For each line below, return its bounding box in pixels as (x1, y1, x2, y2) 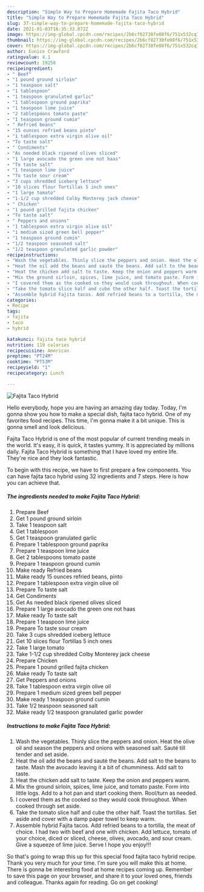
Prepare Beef (15, 508, 49, 515)
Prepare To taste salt (15, 586, 68, 593)
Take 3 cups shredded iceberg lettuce (15, 631, 111, 638)
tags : (7, 308, 21, 315)
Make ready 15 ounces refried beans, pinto (15, 572, 123, 580)
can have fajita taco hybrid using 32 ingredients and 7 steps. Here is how (7, 472, 189, 480)
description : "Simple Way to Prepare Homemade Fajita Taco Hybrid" (7, 9, 181, 15)
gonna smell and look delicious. (7, 423, 86, 430)
